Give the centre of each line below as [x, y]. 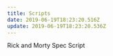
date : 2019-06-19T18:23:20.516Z [53, 20]
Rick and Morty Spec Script [46, 46]
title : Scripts [29, 13]
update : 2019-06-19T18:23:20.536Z [57, 26]
